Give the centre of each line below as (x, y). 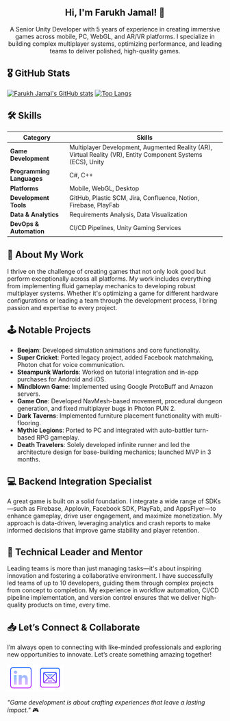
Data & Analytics (35, 215)
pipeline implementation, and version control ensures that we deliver (104, 598)
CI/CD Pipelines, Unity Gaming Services (125, 227)
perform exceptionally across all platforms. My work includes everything (109, 279)
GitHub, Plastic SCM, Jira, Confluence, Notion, (135, 198)
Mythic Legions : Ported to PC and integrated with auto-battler (105, 430)
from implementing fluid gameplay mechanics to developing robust (102, 286)
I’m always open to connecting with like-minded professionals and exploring (114, 647)
